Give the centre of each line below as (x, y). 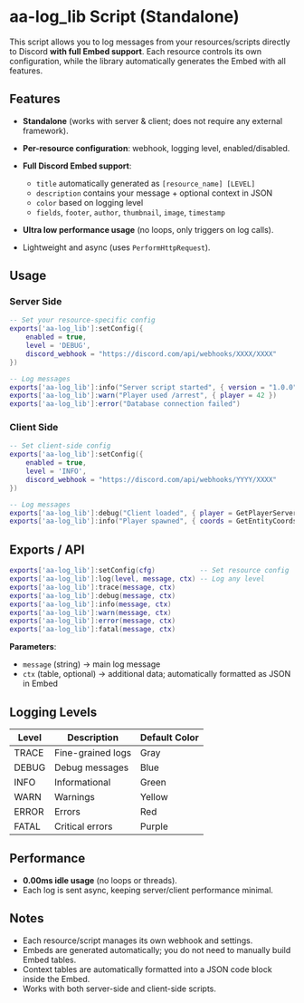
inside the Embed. (56, 979)
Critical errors (83, 826)
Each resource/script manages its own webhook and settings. (138, 940)
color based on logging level (90, 202)
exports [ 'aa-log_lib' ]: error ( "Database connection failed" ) (125, 404)
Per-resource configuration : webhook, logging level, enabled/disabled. (156, 148)
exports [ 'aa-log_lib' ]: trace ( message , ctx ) (93, 587)
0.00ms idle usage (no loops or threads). (100, 880)
